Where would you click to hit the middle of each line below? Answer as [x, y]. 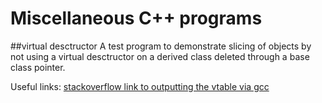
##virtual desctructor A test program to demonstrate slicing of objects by [161, 46]
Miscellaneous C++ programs [136, 18]
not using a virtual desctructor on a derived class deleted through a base [160, 56]
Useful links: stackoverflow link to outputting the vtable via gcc [140, 86]
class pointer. [38, 67]
